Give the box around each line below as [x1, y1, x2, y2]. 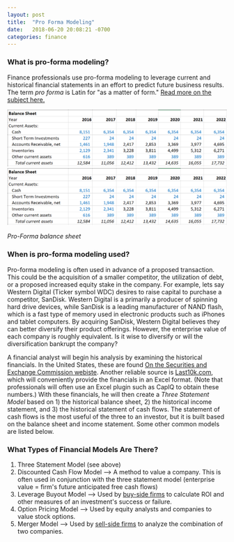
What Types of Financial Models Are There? [7, 444, 159, 454]
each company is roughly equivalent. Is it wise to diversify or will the [7, 332, 203, 340]
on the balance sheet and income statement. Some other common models [7, 419, 220, 428]
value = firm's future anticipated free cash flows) [17, 482, 158, 491]
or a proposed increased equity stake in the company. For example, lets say [7, 280, 225, 289]
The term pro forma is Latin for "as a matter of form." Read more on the [7, 88, 212, 96]
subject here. [7, 95, 45, 104]
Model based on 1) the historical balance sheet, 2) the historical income [7, 398, 212, 406]
